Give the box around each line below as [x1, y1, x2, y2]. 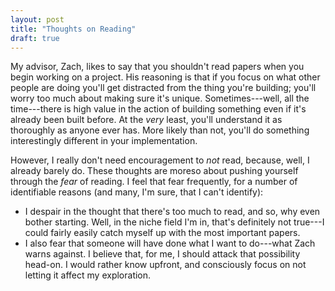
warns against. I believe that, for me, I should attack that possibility [24, 248, 301, 260]
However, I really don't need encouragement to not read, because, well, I [10, 154, 310, 166]
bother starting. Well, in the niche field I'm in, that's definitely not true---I [24, 216, 325, 228]
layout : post [10, 14, 65, 25]
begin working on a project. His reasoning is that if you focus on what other [10, 71, 321, 83]
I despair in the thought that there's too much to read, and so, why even [24, 206, 321, 218]
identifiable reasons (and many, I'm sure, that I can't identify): [10, 186, 264, 198]
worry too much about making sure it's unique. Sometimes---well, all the [10, 92, 310, 105]
